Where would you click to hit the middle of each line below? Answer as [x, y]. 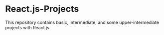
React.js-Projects [42, 9]
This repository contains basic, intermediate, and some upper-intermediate [82, 22]
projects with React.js [27, 27]
